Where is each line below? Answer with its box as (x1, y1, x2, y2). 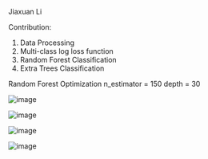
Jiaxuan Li (8, 7, 42, 16)
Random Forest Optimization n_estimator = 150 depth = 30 (8, 79, 201, 88)
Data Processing (19, 38, 74, 47)
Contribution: (8, 22, 52, 31)
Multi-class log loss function (19, 47, 114, 55)
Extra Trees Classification (19, 63, 105, 73)
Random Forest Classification (19, 55, 118, 64)
